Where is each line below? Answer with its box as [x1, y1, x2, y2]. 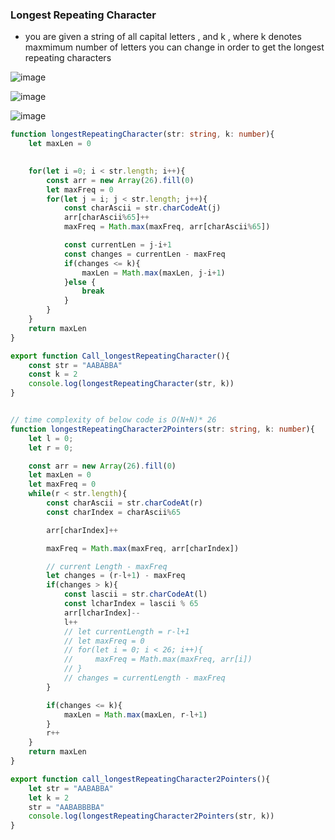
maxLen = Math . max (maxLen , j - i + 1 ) [81, 268, 226, 278]
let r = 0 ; [28, 443, 74, 453]
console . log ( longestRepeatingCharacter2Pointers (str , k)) [28, 811, 275, 822]
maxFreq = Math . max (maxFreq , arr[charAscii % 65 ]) [63, 222, 271, 232]
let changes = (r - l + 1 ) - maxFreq [46, 571, 186, 581]
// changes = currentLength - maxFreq [63, 673, 226, 683]
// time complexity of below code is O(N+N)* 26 [10, 415, 217, 425]
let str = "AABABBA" [28, 783, 114, 793]
